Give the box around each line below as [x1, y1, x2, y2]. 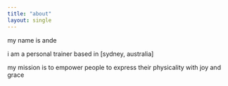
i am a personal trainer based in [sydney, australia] [7, 50, 154, 58]
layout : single [7, 17, 52, 24]
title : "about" [7, 10, 52, 17]
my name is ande [7, 36, 57, 44]
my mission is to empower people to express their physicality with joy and [7, 63, 222, 71]
